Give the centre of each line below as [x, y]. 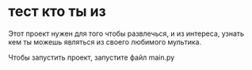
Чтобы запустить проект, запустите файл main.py [92, 57]
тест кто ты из [57, 12]
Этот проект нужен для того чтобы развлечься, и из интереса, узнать [126, 33]
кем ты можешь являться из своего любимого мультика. [105, 41]
